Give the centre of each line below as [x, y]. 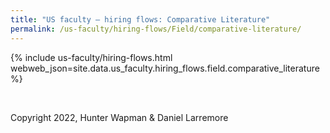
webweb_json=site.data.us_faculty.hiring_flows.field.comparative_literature [165, 68]
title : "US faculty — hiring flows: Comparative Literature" [140, 19]
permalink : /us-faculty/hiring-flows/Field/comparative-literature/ [156, 29]
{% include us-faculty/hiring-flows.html [91, 57]
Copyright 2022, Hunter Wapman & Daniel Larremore [119, 117]
